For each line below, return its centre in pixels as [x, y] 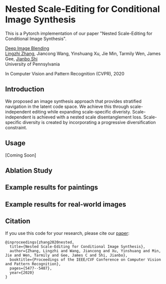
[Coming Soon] [21, 155]
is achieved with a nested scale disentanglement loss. [87, 117]
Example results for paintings [52, 188]
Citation [18, 221]
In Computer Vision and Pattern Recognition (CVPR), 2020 [65, 73]
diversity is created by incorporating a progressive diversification [89, 122]
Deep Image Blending [27, 48]
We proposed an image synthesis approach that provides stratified [73, 101]
